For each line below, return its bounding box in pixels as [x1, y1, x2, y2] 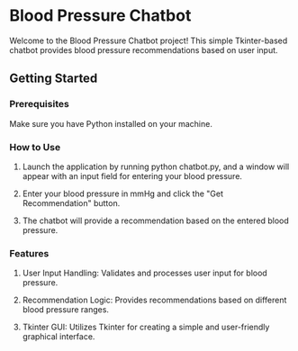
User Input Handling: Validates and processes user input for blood [22, 267, 267, 279]
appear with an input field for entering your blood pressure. [22, 170, 243, 181]
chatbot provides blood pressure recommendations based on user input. [9, 44, 278, 55]
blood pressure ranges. [22, 304, 110, 315]
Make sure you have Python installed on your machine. [9, 118, 213, 129]
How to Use [9, 140, 61, 153]
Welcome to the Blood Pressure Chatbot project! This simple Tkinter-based [9, 35, 288, 46]
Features [9, 247, 50, 259]
